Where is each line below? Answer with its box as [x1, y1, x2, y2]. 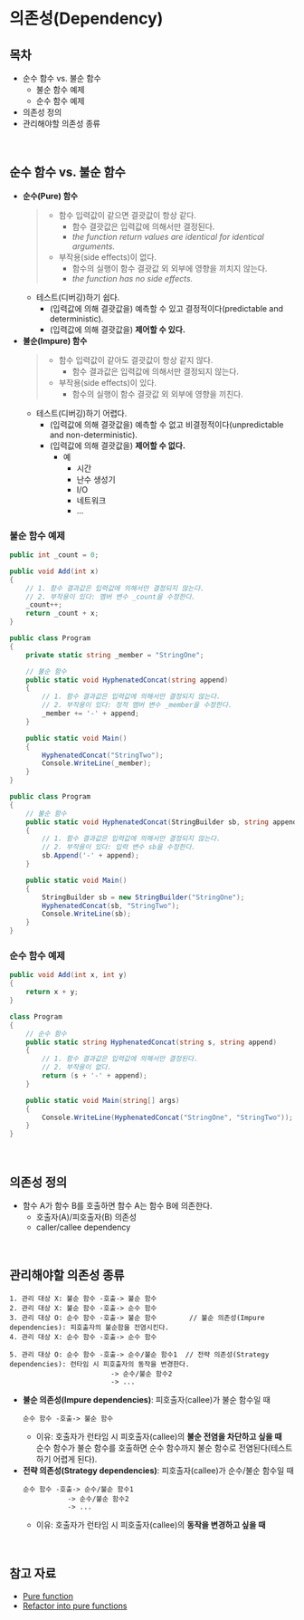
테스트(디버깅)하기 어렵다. [35, 407, 128, 418]
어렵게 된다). [52, 1453, 98, 1464]
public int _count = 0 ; [9, 551, 100, 560]
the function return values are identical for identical [71, 231, 264, 242]
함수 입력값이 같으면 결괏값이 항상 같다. [58, 209, 197, 220]
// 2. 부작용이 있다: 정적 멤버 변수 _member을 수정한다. [42, 701, 233, 710]
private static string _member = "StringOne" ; [25, 650, 204, 659]
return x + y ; [25, 988, 79, 997]
